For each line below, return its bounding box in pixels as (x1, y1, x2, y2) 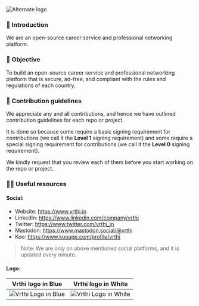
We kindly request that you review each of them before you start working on (6, 158, 194, 166)
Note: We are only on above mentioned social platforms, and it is (20, 245, 180, 252)
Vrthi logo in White (73, 280, 128, 288)
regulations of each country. (6, 82, 76, 89)
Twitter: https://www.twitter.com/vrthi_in (14, 221, 114, 228)
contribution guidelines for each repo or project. (6, 116, 124, 123)
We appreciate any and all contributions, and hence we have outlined (6, 110, 176, 117)
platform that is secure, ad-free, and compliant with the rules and (6, 75, 166, 82)
